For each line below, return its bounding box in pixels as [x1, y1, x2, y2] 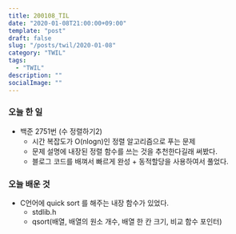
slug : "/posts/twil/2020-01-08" [8, 42, 116, 50]
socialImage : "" [8, 79, 62, 87]
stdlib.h [31, 208, 57, 217]
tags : [8, 57, 26, 65]
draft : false [8, 34, 52, 42]
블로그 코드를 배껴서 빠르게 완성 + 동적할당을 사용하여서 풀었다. [31, 156, 230, 166]
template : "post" [8, 26, 66, 34]
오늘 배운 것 [8, 178, 50, 189]
